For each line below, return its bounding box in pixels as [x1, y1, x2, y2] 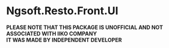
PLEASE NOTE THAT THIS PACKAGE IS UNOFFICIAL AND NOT [6, 24, 164, 31]
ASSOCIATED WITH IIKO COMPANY [6, 30, 97, 37]
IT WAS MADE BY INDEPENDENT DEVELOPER [6, 36, 122, 43]
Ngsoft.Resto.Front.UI [6, 4, 118, 18]
